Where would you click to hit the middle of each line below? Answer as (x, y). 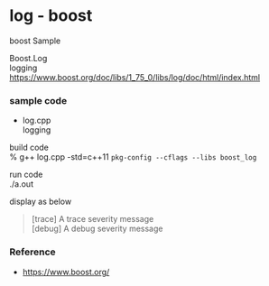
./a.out (22, 184)
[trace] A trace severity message (93, 219)
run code (26, 175)
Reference (32, 252)
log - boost (51, 16)
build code (29, 148)
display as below (41, 202)
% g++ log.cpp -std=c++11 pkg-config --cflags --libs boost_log (133, 157)
